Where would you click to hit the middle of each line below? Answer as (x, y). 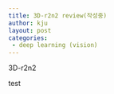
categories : (28, 38)
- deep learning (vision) (55, 45)
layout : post (30, 30)
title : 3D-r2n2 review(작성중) (58, 16)
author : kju (28, 23)
